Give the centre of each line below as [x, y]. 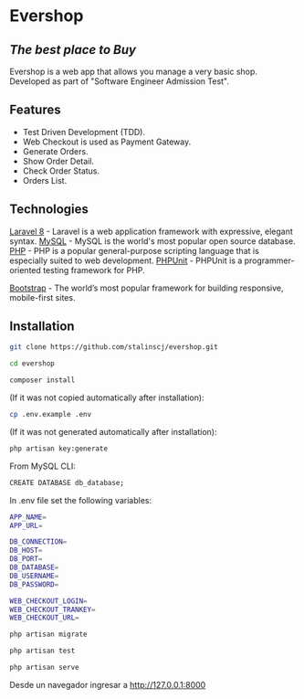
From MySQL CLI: [42, 466]
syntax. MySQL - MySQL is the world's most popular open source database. [153, 241]
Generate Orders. [55, 151]
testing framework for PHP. [94, 270]
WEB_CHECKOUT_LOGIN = [49, 601]
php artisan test [42, 651]
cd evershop [32, 364]
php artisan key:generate [58, 449]
